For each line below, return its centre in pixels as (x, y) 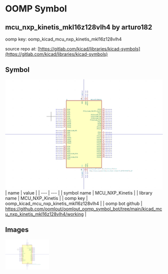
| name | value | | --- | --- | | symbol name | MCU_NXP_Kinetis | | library (79, 192)
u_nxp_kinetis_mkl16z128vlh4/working (44, 214)
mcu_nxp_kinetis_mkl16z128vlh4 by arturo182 (79, 27)
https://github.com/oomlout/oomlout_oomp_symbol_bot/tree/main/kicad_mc (84, 208)
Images (17, 230)
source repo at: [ (22, 49)
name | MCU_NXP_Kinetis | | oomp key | (46, 198)
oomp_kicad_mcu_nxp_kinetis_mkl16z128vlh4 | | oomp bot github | (74, 203)
